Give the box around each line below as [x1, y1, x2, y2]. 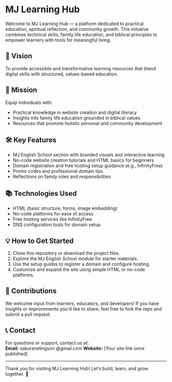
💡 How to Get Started [5, 236, 74, 245]
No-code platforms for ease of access [12, 211, 94, 217]
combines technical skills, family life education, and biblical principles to [5, 31, 158, 37]
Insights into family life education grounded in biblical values [12, 114, 141, 121]
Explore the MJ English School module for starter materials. [12, 255, 138, 262]
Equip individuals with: [5, 99, 53, 106]
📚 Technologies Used [5, 189, 77, 198]
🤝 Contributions [5, 287, 57, 295]
